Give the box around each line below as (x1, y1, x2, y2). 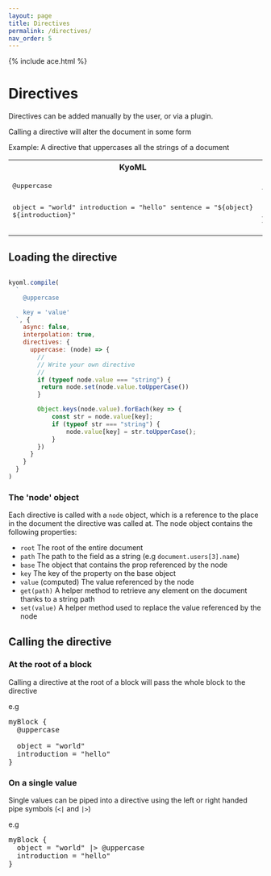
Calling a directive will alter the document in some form (8, 127, 192, 137)
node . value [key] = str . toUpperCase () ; (65, 428, 197, 436)
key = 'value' (23, 308, 70, 316)
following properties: (8, 528, 77, 537)
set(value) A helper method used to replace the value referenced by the (19, 603, 261, 613)
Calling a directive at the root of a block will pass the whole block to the (8, 677, 246, 686)
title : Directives (8, 19, 70, 27)
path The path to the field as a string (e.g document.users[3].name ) (19, 552, 240, 561)
